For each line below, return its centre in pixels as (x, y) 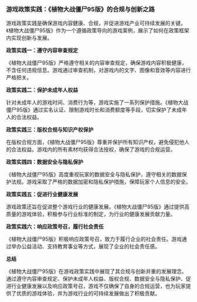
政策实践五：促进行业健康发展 (42, 194)
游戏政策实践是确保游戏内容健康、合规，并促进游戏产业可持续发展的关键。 (96, 23)
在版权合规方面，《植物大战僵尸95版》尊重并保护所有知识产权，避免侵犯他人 (98, 142)
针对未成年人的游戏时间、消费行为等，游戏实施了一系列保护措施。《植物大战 (97, 103)
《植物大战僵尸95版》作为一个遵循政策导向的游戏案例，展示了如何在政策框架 (98, 31)
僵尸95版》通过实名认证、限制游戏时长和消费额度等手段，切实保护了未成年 (96, 110)
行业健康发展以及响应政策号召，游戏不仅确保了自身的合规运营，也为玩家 (98, 286)
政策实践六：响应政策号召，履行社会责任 (55, 227)
